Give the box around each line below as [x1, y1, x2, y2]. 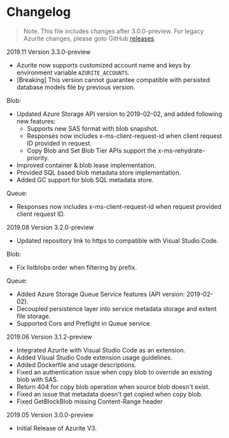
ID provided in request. [26, 139, 92, 147]
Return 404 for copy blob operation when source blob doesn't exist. [16, 382, 210, 390]
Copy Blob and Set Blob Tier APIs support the [26, 146, 157, 155]
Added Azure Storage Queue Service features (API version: [16, 290, 186, 298]
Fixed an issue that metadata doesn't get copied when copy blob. [16, 390, 203, 398]
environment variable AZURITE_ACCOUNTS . [16, 68, 130, 77]
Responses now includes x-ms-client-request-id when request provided [16, 202, 222, 210]
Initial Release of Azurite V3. [16, 424, 97, 432]
